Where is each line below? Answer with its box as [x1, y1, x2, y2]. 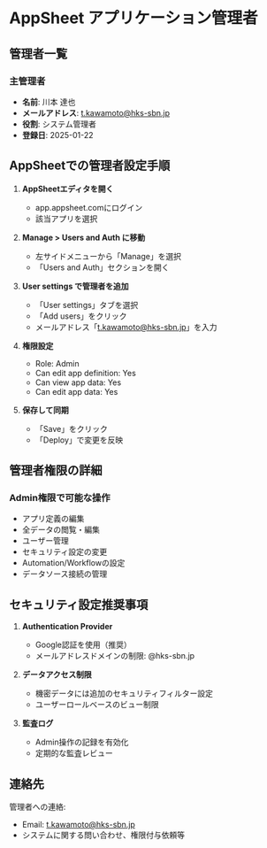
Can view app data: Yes [34, 377, 122, 388]
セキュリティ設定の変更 [21, 546, 108, 558]
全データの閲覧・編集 [21, 524, 100, 536]
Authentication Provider [21, 621, 113, 632]
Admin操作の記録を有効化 [34, 736, 129, 748]
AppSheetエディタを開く [21, 183, 114, 194]
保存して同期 [21, 405, 69, 415]
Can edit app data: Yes [34, 386, 118, 397]
